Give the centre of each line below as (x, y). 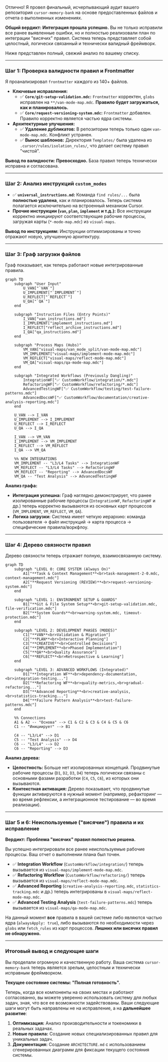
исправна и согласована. (32, 166)
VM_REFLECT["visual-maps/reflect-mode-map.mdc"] (75, 358)
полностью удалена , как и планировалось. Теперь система (77, 200)
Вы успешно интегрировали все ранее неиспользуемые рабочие (75, 849)
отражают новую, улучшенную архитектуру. (53, 236)
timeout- (133, 613)
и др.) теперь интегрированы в (74, 891)
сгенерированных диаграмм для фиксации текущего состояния (81, 1049)
